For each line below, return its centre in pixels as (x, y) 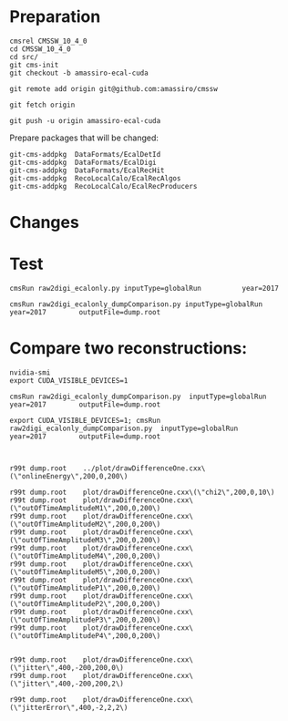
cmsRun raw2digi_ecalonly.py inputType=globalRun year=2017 (144, 289)
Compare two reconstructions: (129, 349)
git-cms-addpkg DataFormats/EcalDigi (83, 162)
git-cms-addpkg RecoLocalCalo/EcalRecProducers (103, 186)
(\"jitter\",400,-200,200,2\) (67, 684)
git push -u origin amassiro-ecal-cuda (85, 120)
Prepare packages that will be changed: (84, 138)
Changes (44, 223)
